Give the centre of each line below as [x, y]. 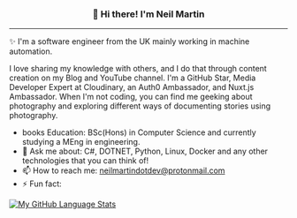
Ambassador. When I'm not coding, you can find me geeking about [131, 97]
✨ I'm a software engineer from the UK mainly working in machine [129, 41]
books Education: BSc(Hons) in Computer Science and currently [139, 132]
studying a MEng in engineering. [81, 142]
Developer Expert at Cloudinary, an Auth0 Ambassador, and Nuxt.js [132, 87]
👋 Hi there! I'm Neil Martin [148, 14]
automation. [31, 51]
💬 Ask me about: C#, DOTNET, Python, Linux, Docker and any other [145, 151]
